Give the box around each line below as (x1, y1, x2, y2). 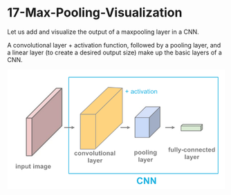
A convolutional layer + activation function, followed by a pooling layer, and (7, 41, 221, 49)
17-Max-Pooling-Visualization (7, 5, 183, 21)
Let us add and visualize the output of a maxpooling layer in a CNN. (7, 28, 199, 36)
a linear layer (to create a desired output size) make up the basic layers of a (7, 48, 223, 57)
